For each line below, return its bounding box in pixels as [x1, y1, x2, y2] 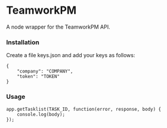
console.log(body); [17, 111, 66, 117]
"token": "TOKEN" [17, 74, 60, 80]
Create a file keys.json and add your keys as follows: [6, 52, 135, 59]
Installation [6, 38, 40, 46]
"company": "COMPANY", [17, 68, 73, 74]
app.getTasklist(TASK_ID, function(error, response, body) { [6, 106, 162, 112]
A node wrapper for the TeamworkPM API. [6, 23, 110, 30]
